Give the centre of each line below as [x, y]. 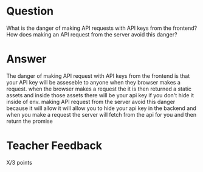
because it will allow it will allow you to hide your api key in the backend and [101, 108]
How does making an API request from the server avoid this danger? [92, 34]
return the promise [29, 121]
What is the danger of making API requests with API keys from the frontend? [102, 28]
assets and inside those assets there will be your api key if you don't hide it [100, 95]
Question [30, 11]
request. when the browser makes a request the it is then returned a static [99, 89]
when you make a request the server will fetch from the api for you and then [101, 114]
